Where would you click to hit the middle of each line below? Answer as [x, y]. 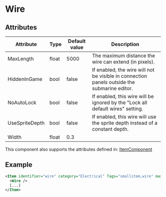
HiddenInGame [25, 79]
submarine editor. [113, 88]
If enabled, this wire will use [124, 117]
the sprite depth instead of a [125, 123]
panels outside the [113, 82]
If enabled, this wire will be [123, 96]
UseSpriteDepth [26, 123]
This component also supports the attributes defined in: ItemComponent [79, 149]
